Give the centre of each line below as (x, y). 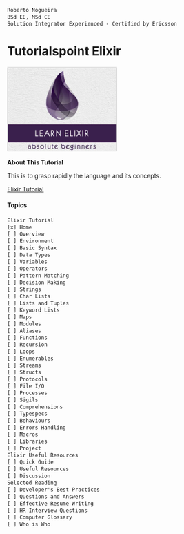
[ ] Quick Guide (30, 462)
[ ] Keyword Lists (33, 310)
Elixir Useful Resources (43, 455)
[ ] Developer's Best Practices (53, 490)
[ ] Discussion (29, 476)
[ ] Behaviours (29, 421)
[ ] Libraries (28, 441)
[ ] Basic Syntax (32, 248)
